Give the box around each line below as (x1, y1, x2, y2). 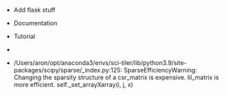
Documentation (13, 19, 58, 27)
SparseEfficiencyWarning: (123, 66, 197, 74)
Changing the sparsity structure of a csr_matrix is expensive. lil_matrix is (13, 73, 219, 81)
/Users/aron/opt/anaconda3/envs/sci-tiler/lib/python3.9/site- (13, 59, 187, 67)
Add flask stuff (13, 6, 56, 14)
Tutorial (13, 32, 36, 40)
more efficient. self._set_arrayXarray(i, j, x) (13, 81, 134, 88)
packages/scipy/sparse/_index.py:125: (13, 66, 122, 74)
